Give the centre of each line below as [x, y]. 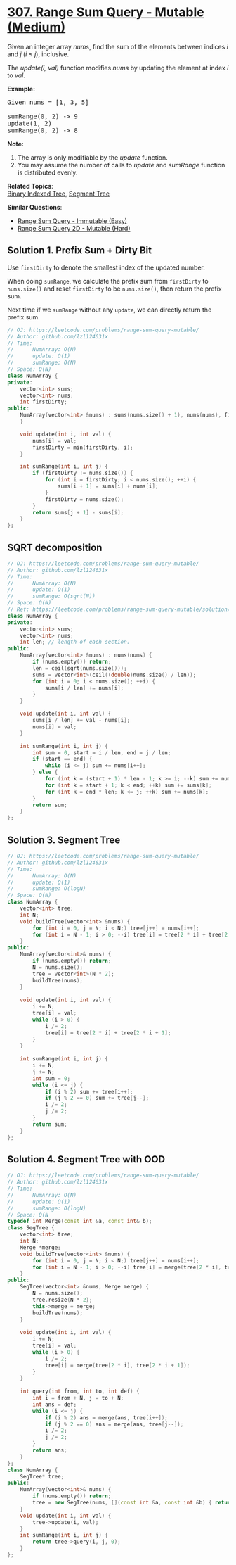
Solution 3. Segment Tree [64, 840]
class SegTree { [31, 1228]
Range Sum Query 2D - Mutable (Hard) [74, 228]
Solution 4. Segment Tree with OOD [86, 1159]
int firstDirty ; [44, 402]
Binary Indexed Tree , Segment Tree [59, 194]
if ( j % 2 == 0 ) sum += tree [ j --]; [97, 1098]
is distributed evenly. [47, 172]
